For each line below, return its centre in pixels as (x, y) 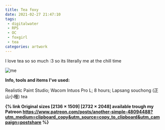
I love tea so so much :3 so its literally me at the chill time (63, 61)
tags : (11, 19)
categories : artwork (27, 47)
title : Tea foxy (22, 10)
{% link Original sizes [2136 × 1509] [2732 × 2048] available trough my (80, 106)
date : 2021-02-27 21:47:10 (33, 14)
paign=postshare (23, 122)
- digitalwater (23, 24)
